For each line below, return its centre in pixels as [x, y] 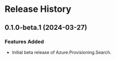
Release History [38, 9]
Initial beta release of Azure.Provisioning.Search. [61, 52]
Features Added [24, 42]
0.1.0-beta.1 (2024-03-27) [46, 28]
